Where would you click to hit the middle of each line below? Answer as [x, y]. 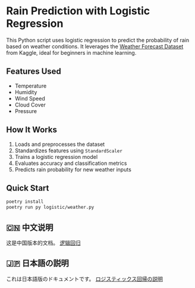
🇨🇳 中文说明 [30, 227]
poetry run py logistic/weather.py [50, 207]
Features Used [34, 72]
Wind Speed [30, 98]
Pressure [26, 111]
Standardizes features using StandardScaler [69, 151]
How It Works [32, 130]
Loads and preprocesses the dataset [60, 144]
